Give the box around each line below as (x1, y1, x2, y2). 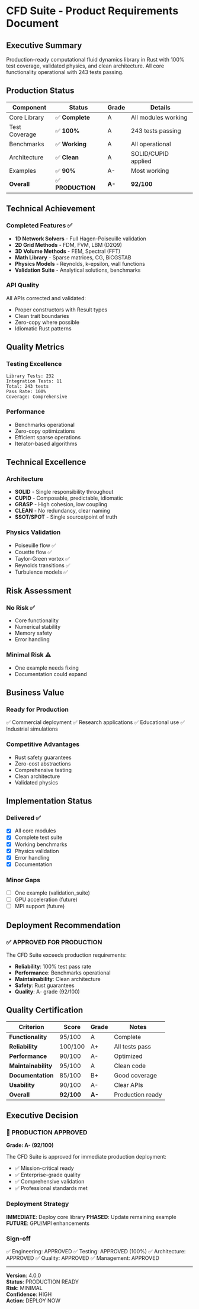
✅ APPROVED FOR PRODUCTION (6, 938, 102, 946)
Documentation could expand (14, 670, 87, 677)
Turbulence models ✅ (14, 568, 68, 575)
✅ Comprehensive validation (14, 1178, 85, 1185)
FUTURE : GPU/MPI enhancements (6, 1220, 90, 1227)
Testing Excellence (6, 360, 62, 368)
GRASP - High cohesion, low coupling (14, 501, 108, 508)
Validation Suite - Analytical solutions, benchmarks (14, 266, 141, 274)
